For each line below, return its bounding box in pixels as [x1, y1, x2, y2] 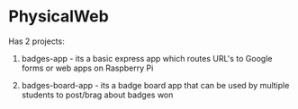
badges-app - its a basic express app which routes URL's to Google [21, 53, 273, 63]
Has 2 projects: [8, 36, 65, 46]
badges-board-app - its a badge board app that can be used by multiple [21, 80, 290, 90]
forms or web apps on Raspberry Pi [21, 63, 154, 73]
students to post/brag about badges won [21, 89, 174, 100]
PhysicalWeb [8, 6, 109, 27]
